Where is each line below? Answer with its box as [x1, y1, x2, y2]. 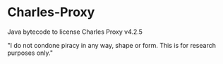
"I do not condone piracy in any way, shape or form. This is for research [7, 41, 217, 49]
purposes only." [7, 49, 53, 57]
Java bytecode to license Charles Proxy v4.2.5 [7, 27, 143, 36]
